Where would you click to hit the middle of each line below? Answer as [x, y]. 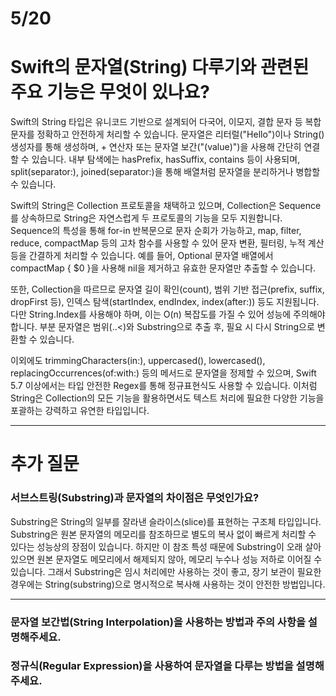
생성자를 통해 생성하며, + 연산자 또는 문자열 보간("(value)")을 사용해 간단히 [156, 147]
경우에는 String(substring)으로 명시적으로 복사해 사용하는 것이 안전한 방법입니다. [168, 584]
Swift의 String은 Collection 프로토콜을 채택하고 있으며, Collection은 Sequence [166, 206]
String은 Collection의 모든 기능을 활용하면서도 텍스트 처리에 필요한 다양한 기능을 [167, 398]
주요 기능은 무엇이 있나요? [110, 92]
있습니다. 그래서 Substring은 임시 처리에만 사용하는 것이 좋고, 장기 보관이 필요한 [166, 571]
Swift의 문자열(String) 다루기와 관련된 [160, 67]
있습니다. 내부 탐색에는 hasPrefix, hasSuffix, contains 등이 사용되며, [166, 159]
